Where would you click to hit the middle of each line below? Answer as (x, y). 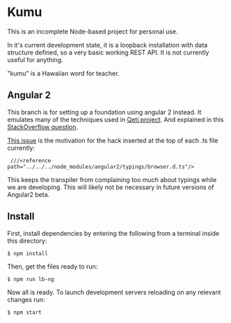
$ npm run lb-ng (31, 279)
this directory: (27, 241)
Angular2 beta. (29, 194)
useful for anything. (35, 59)
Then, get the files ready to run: (53, 266)
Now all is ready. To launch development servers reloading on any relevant (114, 292)
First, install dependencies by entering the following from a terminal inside (113, 233)
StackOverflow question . (43, 127)
